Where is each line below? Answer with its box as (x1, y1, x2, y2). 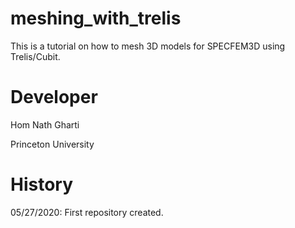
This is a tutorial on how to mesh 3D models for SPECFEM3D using (10, 40, 286, 52)
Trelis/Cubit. (10, 50, 61, 62)
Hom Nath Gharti (10, 118, 80, 131)
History (10, 173, 74, 196)
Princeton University (10, 138, 95, 150)
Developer (10, 86, 98, 109)
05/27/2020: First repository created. (10, 206, 164, 218)
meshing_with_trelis (10, 7, 182, 30)
